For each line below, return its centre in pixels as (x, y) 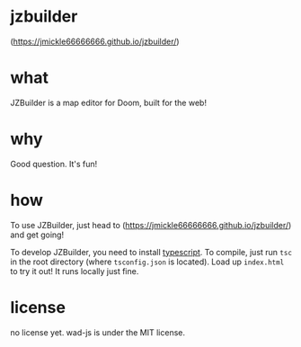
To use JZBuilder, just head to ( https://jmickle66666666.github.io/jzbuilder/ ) (151, 225)
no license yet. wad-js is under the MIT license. (98, 332)
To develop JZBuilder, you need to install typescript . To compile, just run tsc (151, 252)
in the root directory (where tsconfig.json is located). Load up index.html (147, 262)
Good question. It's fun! (54, 164)
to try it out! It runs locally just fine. (75, 271)
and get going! (37, 235)
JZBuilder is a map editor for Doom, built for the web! (109, 102)
